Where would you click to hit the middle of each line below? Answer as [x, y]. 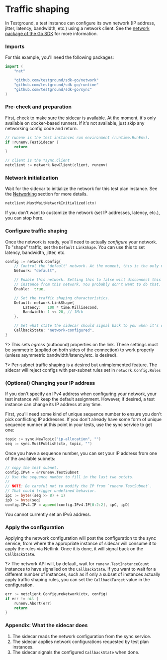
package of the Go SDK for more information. [51, 33]
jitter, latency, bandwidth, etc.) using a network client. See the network [78, 28]
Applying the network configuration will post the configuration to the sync [81, 538]
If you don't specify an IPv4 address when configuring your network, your [81, 394]
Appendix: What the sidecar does [46, 626]
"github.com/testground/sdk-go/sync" [53, 89]
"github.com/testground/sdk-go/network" [56, 80]
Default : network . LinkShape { [44, 303]
